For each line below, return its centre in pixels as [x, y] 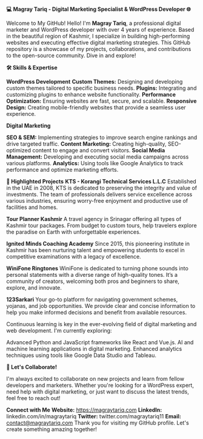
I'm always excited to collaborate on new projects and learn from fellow [95, 379]
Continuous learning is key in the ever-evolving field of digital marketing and [101, 324]
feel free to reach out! [33, 398]
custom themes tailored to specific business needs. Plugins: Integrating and [101, 88]
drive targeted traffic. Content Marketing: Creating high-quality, [86, 144]
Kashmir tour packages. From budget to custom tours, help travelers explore [101, 225]
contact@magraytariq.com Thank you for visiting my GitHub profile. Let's [98, 423]
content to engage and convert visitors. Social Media [99, 150]
